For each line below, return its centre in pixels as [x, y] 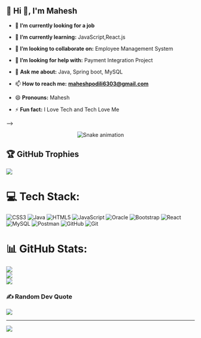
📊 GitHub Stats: [47, 249]
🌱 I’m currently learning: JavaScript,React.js [70, 37]
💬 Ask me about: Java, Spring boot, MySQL [69, 72]
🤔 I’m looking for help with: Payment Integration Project [84, 60]
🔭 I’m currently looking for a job [55, 25]
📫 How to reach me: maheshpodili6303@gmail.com [82, 84]
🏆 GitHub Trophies [43, 154]
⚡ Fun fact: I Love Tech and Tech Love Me [67, 109]
